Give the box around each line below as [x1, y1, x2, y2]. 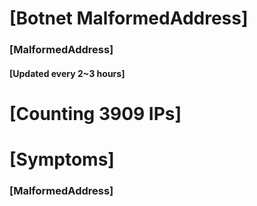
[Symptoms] [9, 148, 115, 171]
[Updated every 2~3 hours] [9, 67, 126, 79]
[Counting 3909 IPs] [9, 102, 182, 125]
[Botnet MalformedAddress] [9, 7, 249, 30]
